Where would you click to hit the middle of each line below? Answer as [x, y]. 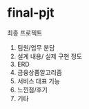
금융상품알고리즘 [39, 72]
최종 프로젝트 [25, 33]
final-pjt [31, 13]
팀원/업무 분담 [36, 47]
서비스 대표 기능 [38, 81]
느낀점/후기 [32, 90]
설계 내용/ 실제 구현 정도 [50, 56]
